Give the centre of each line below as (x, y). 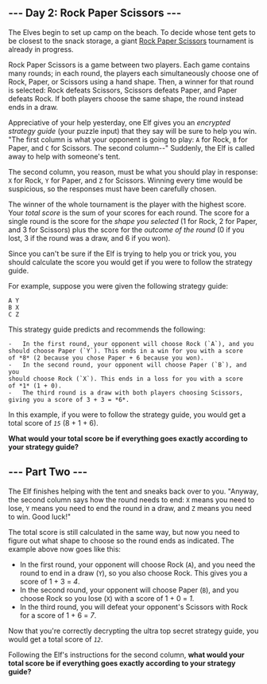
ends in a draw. (33, 107)
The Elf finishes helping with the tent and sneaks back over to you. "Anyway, (133, 491)
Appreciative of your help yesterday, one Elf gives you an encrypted (119, 122)
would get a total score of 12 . (56, 639)
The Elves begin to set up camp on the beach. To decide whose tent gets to (132, 32)
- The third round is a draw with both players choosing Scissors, (126, 393)
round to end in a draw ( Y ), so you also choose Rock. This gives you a (133, 572)
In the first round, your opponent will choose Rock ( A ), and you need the (137, 564)
